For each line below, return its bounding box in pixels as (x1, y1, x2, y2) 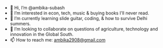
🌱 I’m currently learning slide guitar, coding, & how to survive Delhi (10, 15, 147, 21)
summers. (10, 20, 31, 26)
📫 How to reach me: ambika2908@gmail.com (10, 37, 106, 42)
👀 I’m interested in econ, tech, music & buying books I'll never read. (10, 10, 149, 16)
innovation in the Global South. (10, 31, 74, 37)
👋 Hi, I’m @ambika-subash (10, 5, 65, 10)
